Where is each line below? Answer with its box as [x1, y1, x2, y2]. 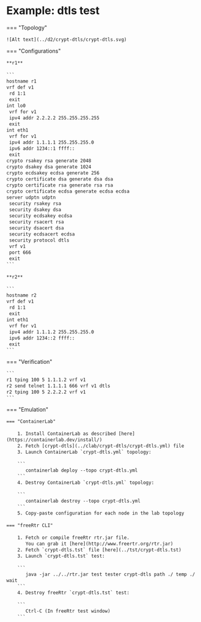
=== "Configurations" [6, 47, 61, 54]
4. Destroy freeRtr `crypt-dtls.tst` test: [17, 590, 130, 596]
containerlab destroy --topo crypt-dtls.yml [25, 498, 141, 504]
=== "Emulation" [6, 405, 49, 413]
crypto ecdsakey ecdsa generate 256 [6, 169, 100, 176]
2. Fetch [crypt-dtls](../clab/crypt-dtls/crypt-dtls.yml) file [17, 443, 185, 449]
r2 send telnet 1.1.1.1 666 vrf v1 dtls [6, 383, 111, 389]
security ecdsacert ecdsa [9, 231, 75, 237]
